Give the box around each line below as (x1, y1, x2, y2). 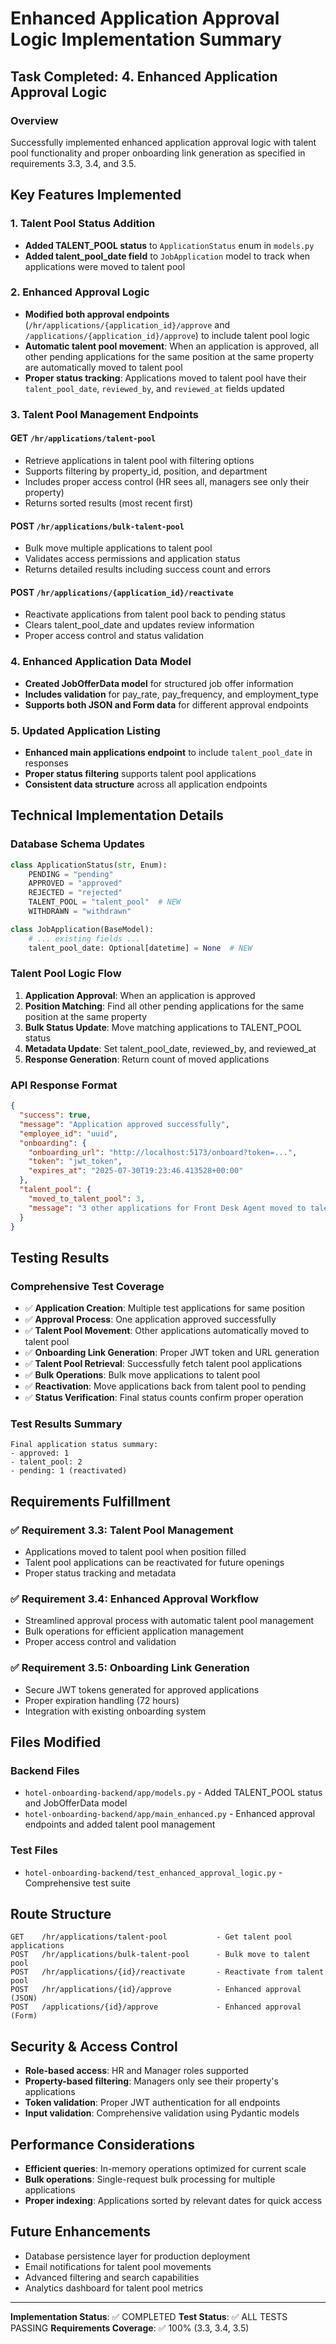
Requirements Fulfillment (10, 1493, 172, 1510)
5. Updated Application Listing (10, 723, 161, 737)
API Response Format (10, 1078, 118, 1092)
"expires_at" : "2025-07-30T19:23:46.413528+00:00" (28, 1166, 244, 1176)
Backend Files (10, 1763, 80, 1777)
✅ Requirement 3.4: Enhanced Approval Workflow (10, 1592, 259, 1606)
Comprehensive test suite (24, 1877, 131, 1889)
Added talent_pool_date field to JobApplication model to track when (24, 250, 311, 262)
